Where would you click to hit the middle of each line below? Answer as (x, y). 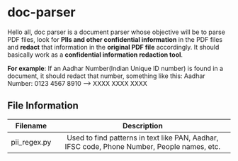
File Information (43, 106)
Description (143, 126)
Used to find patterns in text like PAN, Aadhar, (143, 138)
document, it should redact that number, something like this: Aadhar (106, 76)
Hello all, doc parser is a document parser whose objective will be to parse (116, 32)
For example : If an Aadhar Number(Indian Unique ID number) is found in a (115, 68)
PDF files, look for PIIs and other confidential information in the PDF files (115, 39)
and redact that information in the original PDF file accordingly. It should (113, 47)
